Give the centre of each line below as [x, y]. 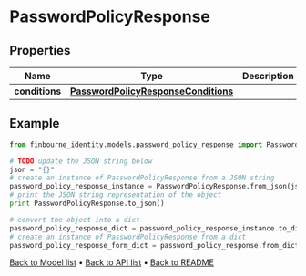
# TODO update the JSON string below [81, 161]
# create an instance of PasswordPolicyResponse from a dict [128, 237]
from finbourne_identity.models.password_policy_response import [136, 144]
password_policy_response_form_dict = [83, 245]
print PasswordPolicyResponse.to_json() [87, 204]
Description [268, 76]
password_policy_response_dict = [73, 228]
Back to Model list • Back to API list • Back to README [112, 262]
